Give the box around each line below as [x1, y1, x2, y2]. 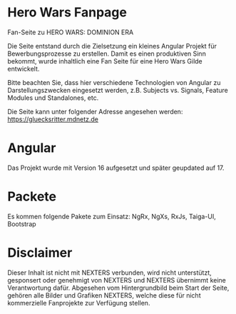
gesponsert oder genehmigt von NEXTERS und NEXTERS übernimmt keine [7, 275, 226, 284]
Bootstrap [7, 219, 37, 228]
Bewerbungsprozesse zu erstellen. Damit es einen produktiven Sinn [7, 49, 207, 58]
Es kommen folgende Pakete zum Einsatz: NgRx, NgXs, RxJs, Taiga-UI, [7, 212, 216, 221]
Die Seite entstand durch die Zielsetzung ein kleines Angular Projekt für [7, 41, 217, 50]
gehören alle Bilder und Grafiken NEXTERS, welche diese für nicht [7, 290, 201, 300]
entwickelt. [7, 64, 40, 73]
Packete [7, 188, 57, 205]
